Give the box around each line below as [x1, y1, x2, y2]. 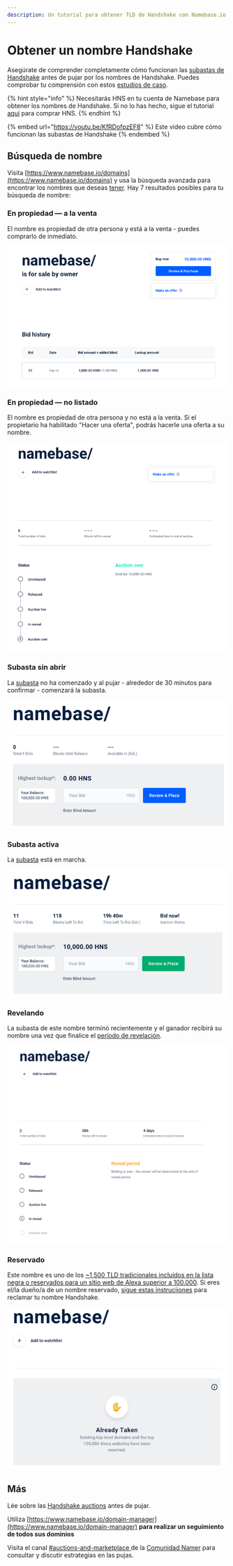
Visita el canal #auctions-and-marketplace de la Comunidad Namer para [7, 1544, 216, 1552]
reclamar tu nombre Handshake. [7, 1293, 100, 1301]
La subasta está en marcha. [7, 855, 87, 864]
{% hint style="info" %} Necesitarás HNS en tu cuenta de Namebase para [7, 94, 220, 102]
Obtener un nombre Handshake [7, 42, 193, 58]
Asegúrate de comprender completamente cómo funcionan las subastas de [7, 65, 225, 74]
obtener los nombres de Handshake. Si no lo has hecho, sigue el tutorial [7, 102, 214, 110]
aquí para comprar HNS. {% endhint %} [7, 109, 121, 117]
